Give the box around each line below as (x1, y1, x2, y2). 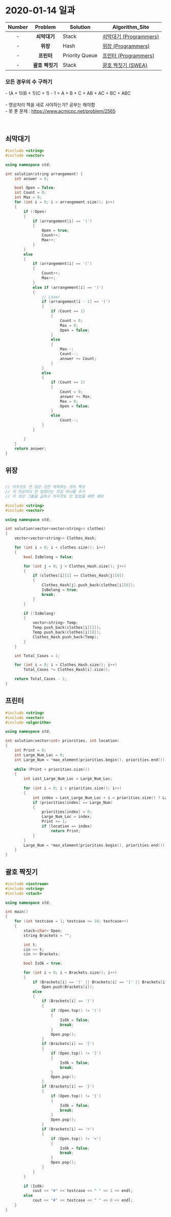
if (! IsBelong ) (23, 611, 56, 616)
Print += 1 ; (41, 819, 67, 824)
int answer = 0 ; (14, 176, 49, 181)
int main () (5, 909, 28, 914)
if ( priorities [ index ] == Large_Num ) (32, 800, 113, 805)
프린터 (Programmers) (102, 52, 155, 59)
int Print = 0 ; (14, 748, 47, 753)
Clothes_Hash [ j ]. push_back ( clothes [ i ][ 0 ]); (41, 583, 136, 588)
